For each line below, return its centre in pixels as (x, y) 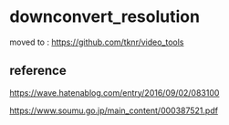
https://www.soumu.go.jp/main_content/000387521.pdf (114, 110)
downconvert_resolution (105, 17)
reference (38, 71)
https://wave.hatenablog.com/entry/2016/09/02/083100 (114, 92)
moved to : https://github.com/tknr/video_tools (97, 42)
